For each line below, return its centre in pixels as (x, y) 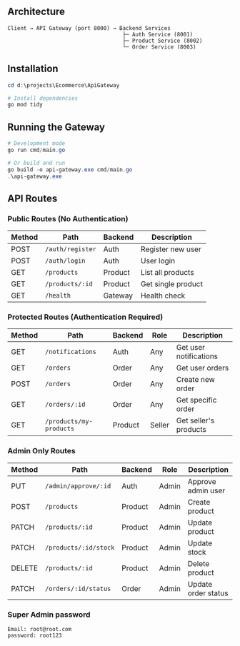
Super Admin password (49, 615)
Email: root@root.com (40, 630)
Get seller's (195, 420)
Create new (196, 380)
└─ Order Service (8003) (159, 47)
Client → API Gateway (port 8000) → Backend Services (89, 28)
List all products (167, 273)
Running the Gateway (56, 127)
